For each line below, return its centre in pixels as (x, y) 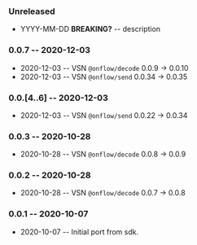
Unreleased (32, 11)
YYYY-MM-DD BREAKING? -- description (90, 29)
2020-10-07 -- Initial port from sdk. (79, 232)
